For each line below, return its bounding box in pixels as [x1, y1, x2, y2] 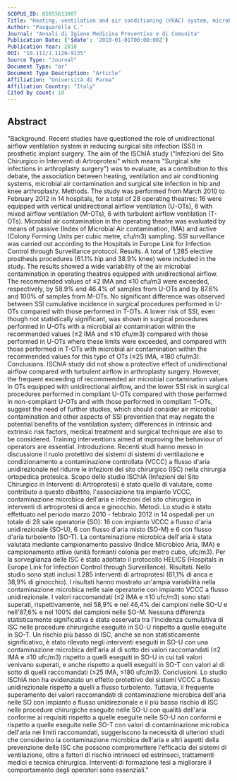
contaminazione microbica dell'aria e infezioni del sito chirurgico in [7, 494, 202, 503]
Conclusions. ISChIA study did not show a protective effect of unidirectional [7, 359, 228, 368]
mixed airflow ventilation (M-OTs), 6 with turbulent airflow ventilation [7, 209, 207, 218]
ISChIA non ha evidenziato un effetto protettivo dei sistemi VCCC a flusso [7, 675, 221, 683]
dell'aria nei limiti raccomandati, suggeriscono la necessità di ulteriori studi [7, 728, 224, 736]
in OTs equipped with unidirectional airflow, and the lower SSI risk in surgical [7, 382, 229, 390]
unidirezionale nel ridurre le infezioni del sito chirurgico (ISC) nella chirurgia [7, 465, 226, 473]
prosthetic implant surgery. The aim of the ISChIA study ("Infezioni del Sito [7, 149, 224, 158]
